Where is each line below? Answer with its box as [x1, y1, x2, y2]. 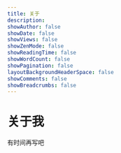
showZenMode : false [7, 43, 64, 50]
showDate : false [7, 29, 55, 37]
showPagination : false [7, 62, 73, 69]
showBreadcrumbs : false [7, 82, 77, 89]
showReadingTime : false [7, 50, 77, 57]
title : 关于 [7, 10, 40, 17]
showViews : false [7, 36, 58, 43]
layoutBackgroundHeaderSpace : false [7, 68, 114, 75]
